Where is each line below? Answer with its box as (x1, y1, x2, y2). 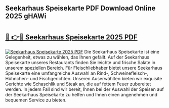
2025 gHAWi (5, 12, 47, 21)
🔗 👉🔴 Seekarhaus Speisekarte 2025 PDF (5, 33, 138, 41)
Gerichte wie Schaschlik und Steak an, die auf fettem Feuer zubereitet (5, 81, 151, 87)
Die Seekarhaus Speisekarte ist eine (84, 49, 159, 55)
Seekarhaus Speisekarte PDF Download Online (5, 4, 156, 13)
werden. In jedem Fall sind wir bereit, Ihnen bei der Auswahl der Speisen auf (5, 86, 164, 92)
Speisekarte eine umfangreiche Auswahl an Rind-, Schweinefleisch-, (5, 70, 149, 76)
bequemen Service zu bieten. (5, 97, 67, 103)
